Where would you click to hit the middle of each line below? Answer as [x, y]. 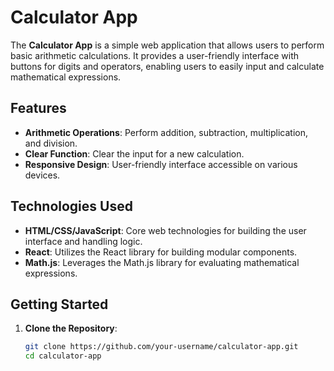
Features [38, 108]
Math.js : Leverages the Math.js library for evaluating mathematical [162, 262]
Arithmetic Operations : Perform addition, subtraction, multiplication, [166, 132]
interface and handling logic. [83, 241]
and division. [51, 143]
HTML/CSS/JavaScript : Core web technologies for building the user [165, 230]
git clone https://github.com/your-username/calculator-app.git [161, 347]
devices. [42, 175]
